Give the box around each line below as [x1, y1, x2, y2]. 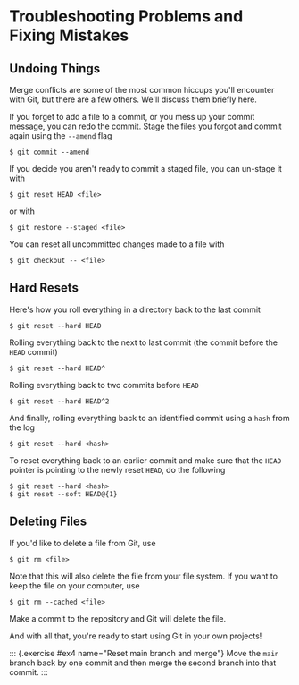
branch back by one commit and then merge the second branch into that [9, 657, 277, 668]
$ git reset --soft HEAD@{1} [9, 489, 118, 498]
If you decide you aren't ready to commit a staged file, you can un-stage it [9, 164, 283, 173]
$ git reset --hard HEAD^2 [9, 396, 110, 406]
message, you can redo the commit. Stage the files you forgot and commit [9, 121, 283, 131]
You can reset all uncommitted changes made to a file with [9, 239, 225, 249]
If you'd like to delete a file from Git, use [9, 537, 156, 548]
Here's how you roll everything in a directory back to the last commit [9, 304, 262, 315]
